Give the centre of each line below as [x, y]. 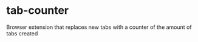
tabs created [22, 33]
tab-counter [37, 10]
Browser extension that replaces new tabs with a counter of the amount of [99, 27]
